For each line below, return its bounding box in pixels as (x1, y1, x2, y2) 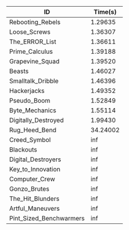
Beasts (9, 67, 29, 75)
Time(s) (93, 8, 117, 16)
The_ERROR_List (9, 37, 57, 46)
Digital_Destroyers (9, 155, 61, 164)
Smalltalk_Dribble (9, 77, 59, 85)
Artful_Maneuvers (9, 205, 60, 212)
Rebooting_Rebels (9, 18, 61, 26)
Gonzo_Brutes (9, 185, 49, 193)
